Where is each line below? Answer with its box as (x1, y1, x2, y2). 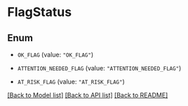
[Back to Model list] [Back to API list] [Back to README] (7, 91, 168, 99)
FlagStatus (7, 4, 72, 20)
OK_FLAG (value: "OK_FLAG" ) (17, 50, 93, 59)
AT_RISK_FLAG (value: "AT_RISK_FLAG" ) (17, 77, 125, 86)
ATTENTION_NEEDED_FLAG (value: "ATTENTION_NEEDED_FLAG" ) (17, 64, 182, 72)
